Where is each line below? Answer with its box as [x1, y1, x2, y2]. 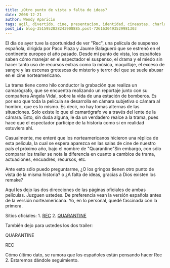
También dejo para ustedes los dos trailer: [5, 222, 93, 229]
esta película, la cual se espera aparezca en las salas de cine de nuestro [5, 140, 156, 147]
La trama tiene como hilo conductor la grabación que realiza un [5, 82, 138, 88]
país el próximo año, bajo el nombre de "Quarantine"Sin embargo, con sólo [5, 146, 161, 152]
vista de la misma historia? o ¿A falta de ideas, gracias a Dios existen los [5, 171, 156, 177]
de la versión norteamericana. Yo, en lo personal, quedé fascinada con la [5, 198, 158, 204]
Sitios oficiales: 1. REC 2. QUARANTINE [5, 213, 87, 219]
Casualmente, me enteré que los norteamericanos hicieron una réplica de [5, 135, 158, 141]
